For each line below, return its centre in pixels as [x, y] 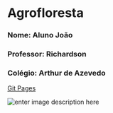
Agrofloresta [45, 13]
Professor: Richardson [47, 54]
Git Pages [22, 88]
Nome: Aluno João [40, 35]
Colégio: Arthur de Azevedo [56, 73]
